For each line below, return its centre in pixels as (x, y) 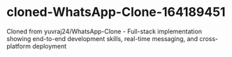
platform (19, 46)
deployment (49, 46)
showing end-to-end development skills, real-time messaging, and (102, 38)
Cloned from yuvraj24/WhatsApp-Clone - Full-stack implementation (104, 31)
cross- (209, 38)
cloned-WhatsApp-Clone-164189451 (116, 12)
